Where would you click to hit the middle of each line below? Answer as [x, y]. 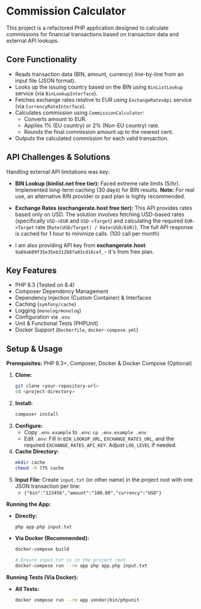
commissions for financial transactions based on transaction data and [93, 34]
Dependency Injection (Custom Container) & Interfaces [83, 298]
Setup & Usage [35, 349]
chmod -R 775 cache [39, 468]
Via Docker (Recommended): [52, 538]
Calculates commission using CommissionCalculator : [79, 112]
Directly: [26, 516]
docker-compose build [42, 549]
